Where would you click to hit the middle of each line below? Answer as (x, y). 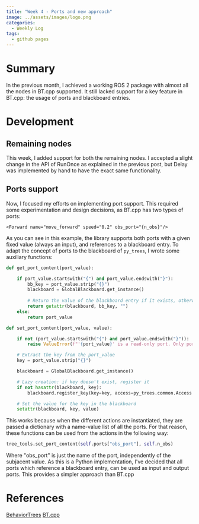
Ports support (32, 189)
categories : (21, 23)
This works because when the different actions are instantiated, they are (94, 421)
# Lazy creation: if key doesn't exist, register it (83, 382)
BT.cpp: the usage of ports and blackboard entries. (68, 97)
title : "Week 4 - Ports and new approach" (59, 12)
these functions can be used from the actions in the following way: (87, 433)
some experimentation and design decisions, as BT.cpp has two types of (95, 210)
